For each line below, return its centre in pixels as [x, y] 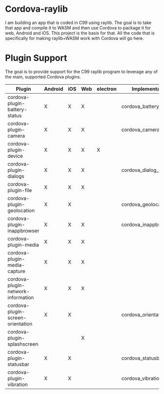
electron [107, 89]
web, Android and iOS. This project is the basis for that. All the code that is [80, 33]
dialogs [16, 176]
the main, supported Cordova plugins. [43, 76]
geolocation [21, 210]
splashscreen [23, 344]
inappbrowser [23, 230]
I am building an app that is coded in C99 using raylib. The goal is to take [78, 23]
